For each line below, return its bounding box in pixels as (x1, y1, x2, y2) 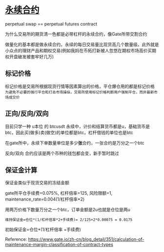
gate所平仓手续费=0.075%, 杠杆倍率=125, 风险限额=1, (5, 190, 113, 196)
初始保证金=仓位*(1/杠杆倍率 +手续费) (5, 227, 82, 232)
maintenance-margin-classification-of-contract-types (5, 242, 113, 248)
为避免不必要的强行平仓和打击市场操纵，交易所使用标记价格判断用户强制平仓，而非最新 (5, 90, 154, 94)
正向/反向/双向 (5, 110, 49, 118)
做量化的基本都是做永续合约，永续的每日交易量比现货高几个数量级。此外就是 (5, 41, 159, 47)
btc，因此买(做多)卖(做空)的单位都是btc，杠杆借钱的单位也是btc (5, 129, 133, 135)
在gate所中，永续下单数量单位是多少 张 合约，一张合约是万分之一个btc (5, 140, 145, 146)
